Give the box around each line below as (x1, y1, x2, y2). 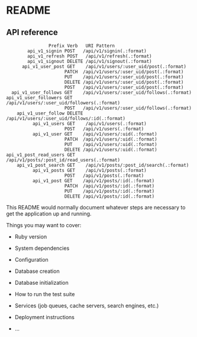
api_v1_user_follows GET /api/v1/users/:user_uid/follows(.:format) (11, 90, 192, 96)
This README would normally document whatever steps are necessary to (6, 204, 186, 211)
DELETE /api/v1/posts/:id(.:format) (64, 193, 155, 199)
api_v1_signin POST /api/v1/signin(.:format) (27, 48, 147, 54)
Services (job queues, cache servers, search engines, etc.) (14, 302, 159, 309)
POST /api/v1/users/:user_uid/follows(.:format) (64, 105, 192, 111)
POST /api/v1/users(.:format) (64, 126, 144, 132)
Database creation (14, 268, 60, 275)
